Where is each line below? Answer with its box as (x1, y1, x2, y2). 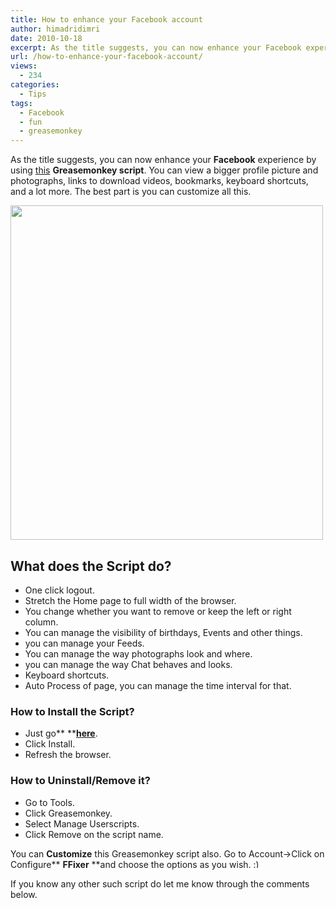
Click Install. (24, 738, 76, 750)
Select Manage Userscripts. (24, 817, 140, 830)
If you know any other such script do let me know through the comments (10, 877, 310, 890)
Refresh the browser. (24, 749, 112, 761)
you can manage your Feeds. (24, 637, 145, 649)
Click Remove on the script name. (24, 828, 164, 840)
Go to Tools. (24, 796, 75, 808)
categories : (10, 80, 60, 90)
